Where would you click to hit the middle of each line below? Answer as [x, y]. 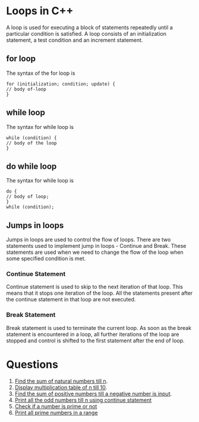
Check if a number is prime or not [56, 406]
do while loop [31, 166]
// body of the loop [32, 143]
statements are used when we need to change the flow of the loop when [95, 252]
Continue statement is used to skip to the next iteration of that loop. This [94, 287]
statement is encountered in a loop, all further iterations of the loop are [93, 334]
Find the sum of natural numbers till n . [61, 381]
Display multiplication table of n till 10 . [61, 387]
